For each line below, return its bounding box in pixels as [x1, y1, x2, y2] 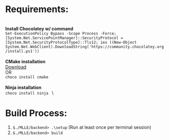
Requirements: [5, 4, 69, 15]
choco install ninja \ [5, 89, 54, 96]
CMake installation [5, 58, 46, 64]
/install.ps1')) [5, 49, 39, 54]
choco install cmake [5, 74, 49, 79]
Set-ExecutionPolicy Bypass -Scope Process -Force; [5, 31, 116, 36]
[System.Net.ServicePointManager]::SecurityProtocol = [5, 35, 123, 40]
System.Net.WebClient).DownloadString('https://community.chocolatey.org [5, 44, 164, 49]
